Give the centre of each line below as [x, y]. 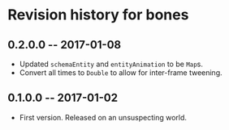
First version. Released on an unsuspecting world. [103, 117]
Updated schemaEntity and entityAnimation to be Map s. [111, 64]
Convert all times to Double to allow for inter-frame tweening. [121, 73]
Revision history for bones [98, 15]
